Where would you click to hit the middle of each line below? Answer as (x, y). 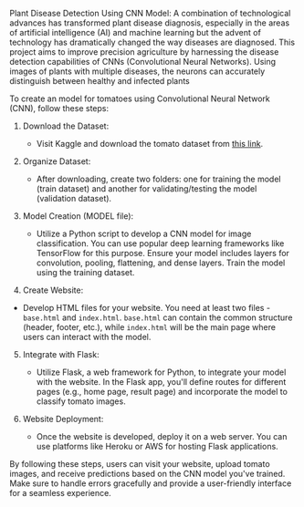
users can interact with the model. (87, 337)
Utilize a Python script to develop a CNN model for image (144, 233)
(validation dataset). (74, 198)
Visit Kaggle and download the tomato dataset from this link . (150, 144)
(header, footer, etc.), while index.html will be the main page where (149, 327)
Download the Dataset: (66, 126)
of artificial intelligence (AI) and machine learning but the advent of (136, 32)
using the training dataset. (85, 272)
